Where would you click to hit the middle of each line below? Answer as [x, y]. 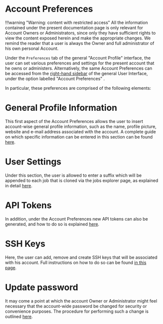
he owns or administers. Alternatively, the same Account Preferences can [79, 68]
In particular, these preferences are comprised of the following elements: [78, 88]
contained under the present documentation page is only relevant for [74, 27]
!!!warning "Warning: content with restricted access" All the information [77, 22]
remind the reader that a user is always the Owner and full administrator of [80, 43]
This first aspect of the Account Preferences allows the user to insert [74, 121]
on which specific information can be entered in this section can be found [79, 137]
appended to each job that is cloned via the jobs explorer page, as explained [81, 180]
